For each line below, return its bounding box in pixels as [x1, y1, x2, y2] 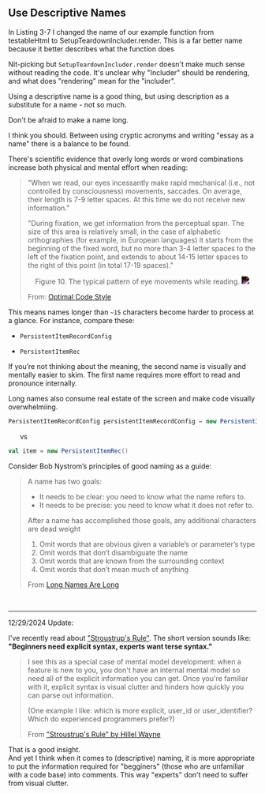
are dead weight [27, 524, 81, 533]
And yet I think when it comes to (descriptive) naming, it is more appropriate [8, 753, 255, 762]
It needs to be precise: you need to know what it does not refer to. [39, 500, 255, 510]
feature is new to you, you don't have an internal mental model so [27, 665, 241, 675]
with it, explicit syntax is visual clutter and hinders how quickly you [27, 682, 244, 691]
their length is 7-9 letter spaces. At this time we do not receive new [27, 194, 246, 204]
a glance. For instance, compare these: [8, 315, 136, 325]
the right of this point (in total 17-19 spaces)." [27, 260, 174, 269]
